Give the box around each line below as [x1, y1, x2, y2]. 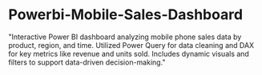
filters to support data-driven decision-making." [8, 57, 166, 67]
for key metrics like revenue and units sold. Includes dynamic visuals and [8, 49, 250, 58]
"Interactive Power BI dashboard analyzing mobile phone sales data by [8, 32, 242, 41]
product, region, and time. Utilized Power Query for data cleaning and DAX [8, 40, 255, 49]
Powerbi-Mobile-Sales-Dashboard [8, 6, 243, 24]
